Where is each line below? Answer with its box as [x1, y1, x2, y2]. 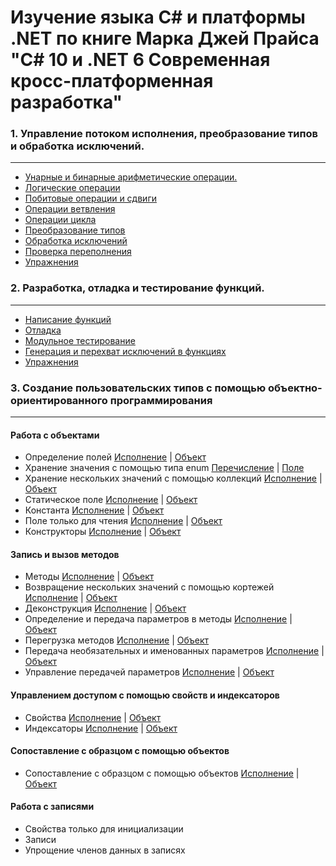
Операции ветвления [24, 203, 116, 215]
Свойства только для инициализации [24, 823, 184, 835]
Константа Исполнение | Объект [24, 504, 165, 516]
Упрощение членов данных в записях [24, 844, 186, 856]
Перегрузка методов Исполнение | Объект [24, 634, 210, 646]
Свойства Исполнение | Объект [24, 711, 162, 723]
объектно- [268, 381, 323, 395]
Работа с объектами [10, 429, 100, 441]
